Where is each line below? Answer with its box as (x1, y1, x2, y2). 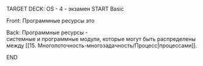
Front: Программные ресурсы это (6, 17, 95, 24)
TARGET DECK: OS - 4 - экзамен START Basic (6, 5, 124, 12)
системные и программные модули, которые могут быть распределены (6, 35, 196, 42)
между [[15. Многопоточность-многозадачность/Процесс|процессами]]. (6, 42, 197, 49)
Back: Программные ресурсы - (6, 29, 88, 36)
